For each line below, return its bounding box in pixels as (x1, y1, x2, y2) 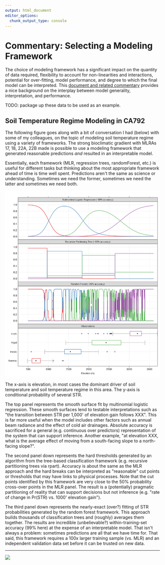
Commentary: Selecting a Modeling (5, 40, 153, 51)
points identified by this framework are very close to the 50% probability (5, 479, 152, 485)
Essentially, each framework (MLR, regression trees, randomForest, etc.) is (5, 160, 156, 166)
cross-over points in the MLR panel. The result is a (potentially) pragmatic (5, 484, 154, 490)
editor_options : (5, 13, 38, 18)
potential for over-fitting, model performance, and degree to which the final (5, 77, 157, 83)
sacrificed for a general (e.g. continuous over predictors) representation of (5, 427, 156, 433)
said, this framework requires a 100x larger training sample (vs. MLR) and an (5, 536, 160, 541)
